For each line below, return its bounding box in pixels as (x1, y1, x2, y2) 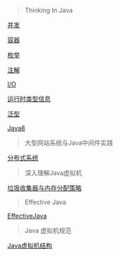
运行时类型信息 (7, 95, 51, 103)
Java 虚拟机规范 (24, 226, 72, 235)
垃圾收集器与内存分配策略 (7, 184, 82, 192)
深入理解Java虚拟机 (24, 169, 83, 177)
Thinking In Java (24, 6, 73, 14)
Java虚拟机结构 (7, 241, 53, 250)
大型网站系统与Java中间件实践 (24, 138, 114, 147)
